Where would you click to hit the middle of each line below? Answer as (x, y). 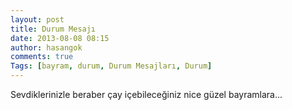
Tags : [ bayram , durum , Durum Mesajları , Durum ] (111, 66)
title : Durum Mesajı (53, 29)
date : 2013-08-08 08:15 (60, 38)
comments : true (42, 57)
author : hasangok (46, 47)
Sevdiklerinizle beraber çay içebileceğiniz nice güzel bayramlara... (146, 94)
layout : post (37, 19)
